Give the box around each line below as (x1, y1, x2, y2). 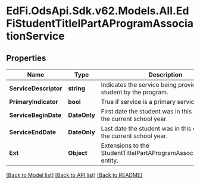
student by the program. (101, 88, 168, 96)
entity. (101, 156, 119, 164)
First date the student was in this (101, 107, 192, 115)
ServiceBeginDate (9, 111, 62, 119)
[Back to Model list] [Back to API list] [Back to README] (6, 172, 143, 179)
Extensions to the (101, 141, 150, 150)
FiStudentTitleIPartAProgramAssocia (6, 17, 193, 30)
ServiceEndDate (9, 128, 57, 136)
